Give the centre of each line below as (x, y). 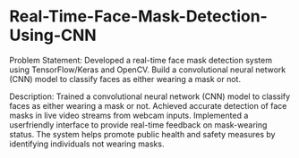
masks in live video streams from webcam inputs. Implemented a (129, 115)
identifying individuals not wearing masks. (87, 144)
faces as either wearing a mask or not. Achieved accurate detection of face (148, 105)
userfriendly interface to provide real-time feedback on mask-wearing (138, 125)
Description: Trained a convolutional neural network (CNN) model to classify (150, 96)
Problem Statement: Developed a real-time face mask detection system (141, 60)
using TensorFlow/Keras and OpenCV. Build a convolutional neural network (148, 70)
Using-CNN (53, 35)
